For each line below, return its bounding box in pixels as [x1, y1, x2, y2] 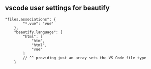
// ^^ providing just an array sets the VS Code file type [23, 55, 147, 60]
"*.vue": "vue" [23, 21, 54, 26]
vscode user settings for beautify [5, 4, 110, 12]
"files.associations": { [5, 17, 56, 22]
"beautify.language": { [14, 29, 63, 35]
